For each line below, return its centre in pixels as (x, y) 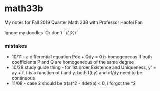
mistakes (16, 46)
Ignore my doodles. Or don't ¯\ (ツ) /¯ (42, 32)
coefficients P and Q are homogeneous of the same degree (73, 62)
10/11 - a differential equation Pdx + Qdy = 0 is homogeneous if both (82, 57)
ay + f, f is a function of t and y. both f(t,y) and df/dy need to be (77, 73)
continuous (23, 78)
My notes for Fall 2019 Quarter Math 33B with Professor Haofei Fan (74, 22)
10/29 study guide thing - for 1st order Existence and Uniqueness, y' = (84, 67)
